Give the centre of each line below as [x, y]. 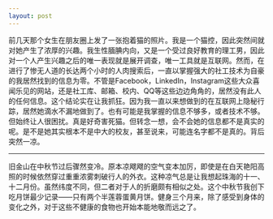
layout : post [30, 16]
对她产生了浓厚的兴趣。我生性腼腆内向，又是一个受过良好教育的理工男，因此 [136, 50]
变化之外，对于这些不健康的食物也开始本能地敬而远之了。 [104, 207]
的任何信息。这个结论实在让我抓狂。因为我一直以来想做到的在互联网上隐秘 [133, 101]
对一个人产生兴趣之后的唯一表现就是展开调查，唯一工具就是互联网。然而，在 [136, 60]
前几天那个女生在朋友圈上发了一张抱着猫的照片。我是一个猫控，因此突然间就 [136, 40]
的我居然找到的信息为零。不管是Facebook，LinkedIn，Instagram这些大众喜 [134, 80]
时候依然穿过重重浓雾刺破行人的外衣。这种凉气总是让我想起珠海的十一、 [143, 176]
